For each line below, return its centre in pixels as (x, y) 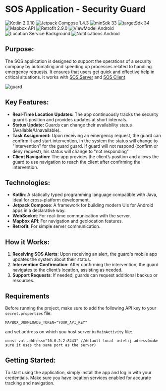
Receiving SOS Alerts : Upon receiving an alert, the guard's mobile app (85, 254)
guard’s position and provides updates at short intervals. (70, 119)
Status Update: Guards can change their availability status (72, 125)
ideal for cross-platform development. (51, 200)
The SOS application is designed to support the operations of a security (78, 61)
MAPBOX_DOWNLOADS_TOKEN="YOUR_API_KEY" (46, 322)
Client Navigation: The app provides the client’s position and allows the (85, 156)
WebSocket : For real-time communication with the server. (72, 216)
